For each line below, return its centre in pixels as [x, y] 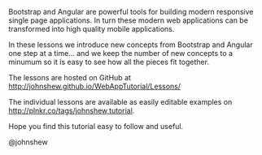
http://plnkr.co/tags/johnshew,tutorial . [72, 110]
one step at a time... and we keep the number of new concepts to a [121, 53]
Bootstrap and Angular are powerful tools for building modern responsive [131, 12]
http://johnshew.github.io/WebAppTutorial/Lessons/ [95, 86]
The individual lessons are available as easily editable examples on [120, 102]
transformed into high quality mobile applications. [92, 29]
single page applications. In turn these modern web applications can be [128, 20]
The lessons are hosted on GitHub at [70, 77]
